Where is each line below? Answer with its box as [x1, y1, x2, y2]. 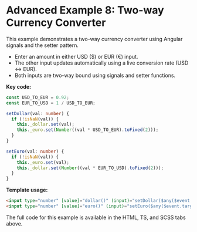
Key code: [6, 83, 32, 90]
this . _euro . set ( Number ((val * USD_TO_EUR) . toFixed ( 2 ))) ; [16, 127, 159, 133]
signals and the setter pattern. [6, 42, 79, 49]
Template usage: [6, 186, 48, 194]
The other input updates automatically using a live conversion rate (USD [14, 59, 189, 66]
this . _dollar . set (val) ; [16, 122, 75, 127]
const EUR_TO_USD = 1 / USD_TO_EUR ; [6, 100, 96, 106]
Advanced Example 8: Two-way [6, 4, 164, 17]
